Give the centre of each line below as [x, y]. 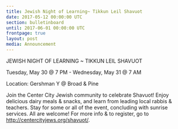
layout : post [22, 39]
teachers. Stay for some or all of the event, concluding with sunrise [87, 107]
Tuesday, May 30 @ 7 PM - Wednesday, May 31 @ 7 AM [74, 72]
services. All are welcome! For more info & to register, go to [78, 113]
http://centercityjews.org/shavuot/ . [48, 120]
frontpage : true [26, 33]
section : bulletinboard [35, 22]
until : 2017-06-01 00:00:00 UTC [45, 28]
